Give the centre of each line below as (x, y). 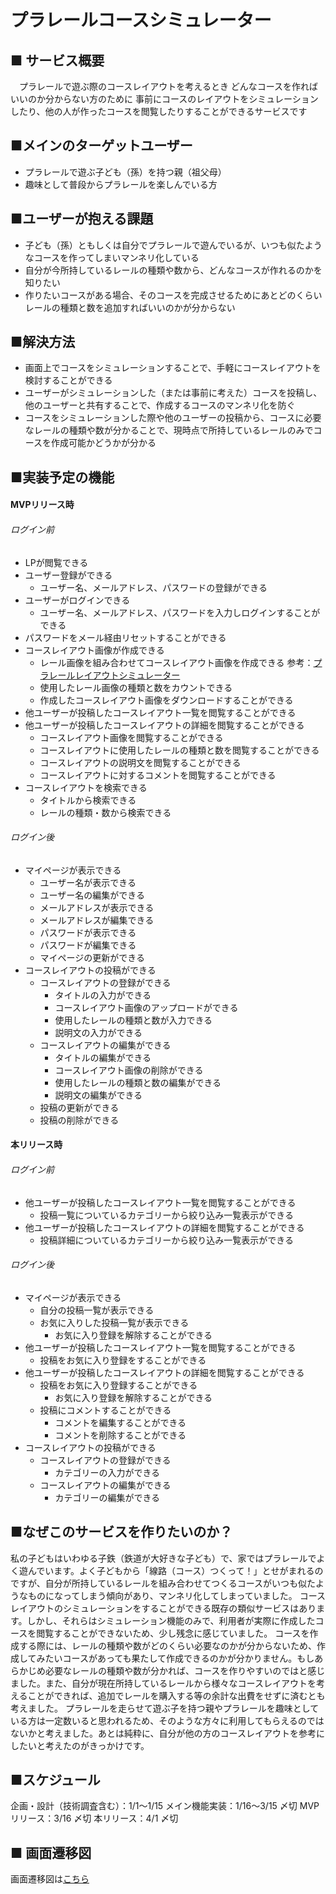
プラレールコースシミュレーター (141, 20)
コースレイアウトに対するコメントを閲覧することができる (158, 775)
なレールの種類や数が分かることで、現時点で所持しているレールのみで (169, 430)
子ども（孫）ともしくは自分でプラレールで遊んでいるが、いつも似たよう (173, 245)
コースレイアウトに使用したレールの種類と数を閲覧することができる (179, 750)
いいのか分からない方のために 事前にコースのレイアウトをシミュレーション (164, 99)
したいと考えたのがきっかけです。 (80, 1745)
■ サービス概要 (57, 60)
